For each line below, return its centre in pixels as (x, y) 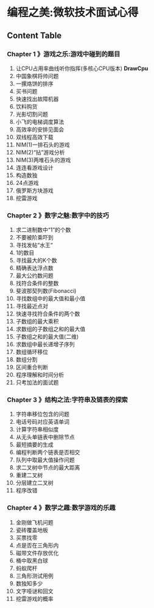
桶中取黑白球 (32, 560)
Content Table (34, 35)
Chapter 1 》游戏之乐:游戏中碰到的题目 (64, 54)
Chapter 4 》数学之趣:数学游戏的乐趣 (61, 508)
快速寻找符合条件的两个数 (48, 314)
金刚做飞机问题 (34, 522)
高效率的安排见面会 (40, 129)
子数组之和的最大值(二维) (47, 337)
